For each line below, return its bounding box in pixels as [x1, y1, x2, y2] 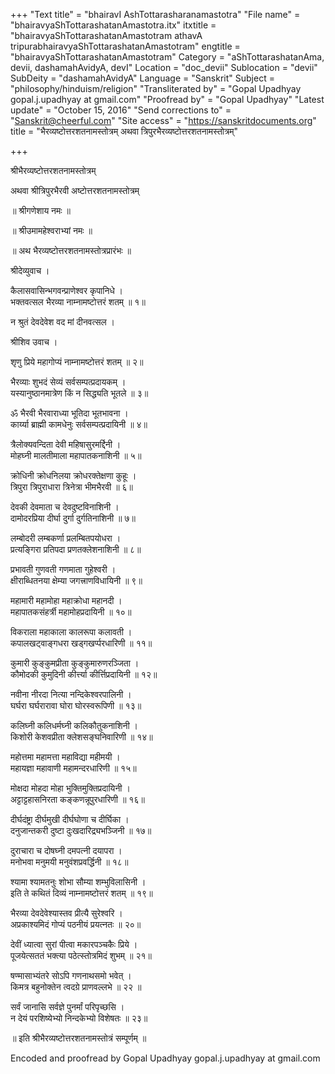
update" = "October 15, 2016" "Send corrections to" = [10, 104, 232, 116]
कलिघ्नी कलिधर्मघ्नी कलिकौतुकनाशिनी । [10, 720, 138, 731]
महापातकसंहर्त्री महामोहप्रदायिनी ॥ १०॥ [10, 606, 132, 618]
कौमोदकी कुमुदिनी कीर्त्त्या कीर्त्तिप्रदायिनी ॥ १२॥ [10, 669, 158, 680]
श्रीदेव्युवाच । [10, 265, 50, 276]
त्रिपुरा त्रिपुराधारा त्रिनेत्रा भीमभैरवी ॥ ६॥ [10, 481, 134, 493]
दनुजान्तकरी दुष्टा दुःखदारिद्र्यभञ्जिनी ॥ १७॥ [10, 825, 152, 836]
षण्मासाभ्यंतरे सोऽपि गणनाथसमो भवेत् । [10, 970, 132, 981]
